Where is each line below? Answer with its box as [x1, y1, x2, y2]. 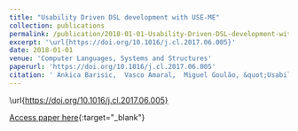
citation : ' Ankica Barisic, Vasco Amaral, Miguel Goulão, [9, 71, 240, 80]
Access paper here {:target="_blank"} [9, 112, 145, 122]
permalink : [9, 29, 50, 38]
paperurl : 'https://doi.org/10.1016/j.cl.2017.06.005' [9, 63, 216, 72]
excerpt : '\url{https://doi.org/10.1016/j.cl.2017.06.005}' [9, 37, 237, 47]
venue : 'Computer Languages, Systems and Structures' [9, 54, 213, 63]
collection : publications [9, 21, 105, 30]
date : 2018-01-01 [9, 46, 74, 55]
